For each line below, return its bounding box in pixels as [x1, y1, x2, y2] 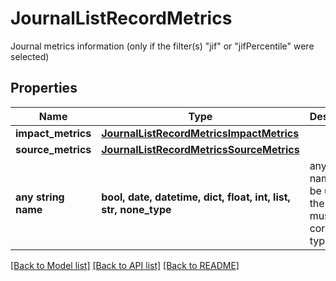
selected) [10, 50, 50, 62]
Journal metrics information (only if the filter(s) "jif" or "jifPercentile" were [10, 40, 315, 52]
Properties [10, 80, 78, 97]
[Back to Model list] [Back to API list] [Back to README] [10, 259, 240, 271]
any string [15, 190, 65, 204]
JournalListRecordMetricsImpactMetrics [101, 126, 300, 140]
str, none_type [101, 202, 172, 216]
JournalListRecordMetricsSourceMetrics [101, 142, 300, 156]
